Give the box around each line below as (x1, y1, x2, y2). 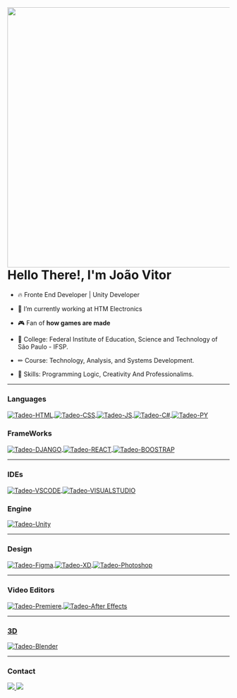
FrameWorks (7, 428, 52, 438)
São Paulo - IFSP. (17, 342, 68, 351)
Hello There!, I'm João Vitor (7, 267, 171, 283)
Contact (7, 666, 36, 676)
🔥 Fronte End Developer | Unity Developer (17, 290, 140, 299)
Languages (7, 394, 47, 404)
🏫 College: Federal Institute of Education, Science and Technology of (17, 335, 218, 343)
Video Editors (7, 585, 55, 595)
